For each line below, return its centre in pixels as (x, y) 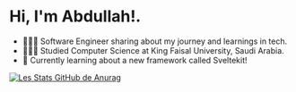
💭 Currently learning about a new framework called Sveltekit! (135, 60)
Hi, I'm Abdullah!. (75, 17)
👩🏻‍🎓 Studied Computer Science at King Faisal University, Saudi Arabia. (153, 50)
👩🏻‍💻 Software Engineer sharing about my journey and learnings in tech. (155, 41)
